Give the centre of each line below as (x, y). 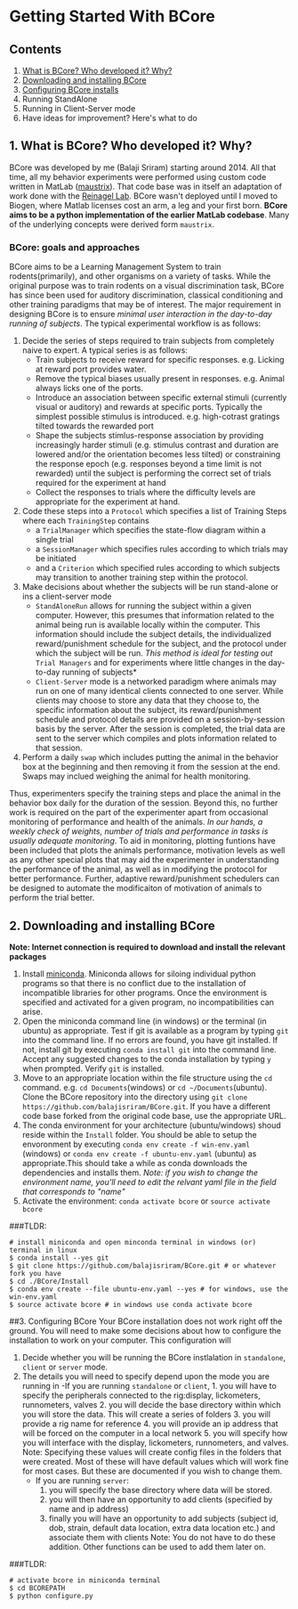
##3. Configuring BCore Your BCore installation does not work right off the (146, 1321)
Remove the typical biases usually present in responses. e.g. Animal (160, 379)
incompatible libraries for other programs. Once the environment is (145, 992)
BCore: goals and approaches (75, 247)
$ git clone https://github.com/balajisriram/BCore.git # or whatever (143, 1266)
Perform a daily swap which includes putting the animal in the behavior (150, 757)
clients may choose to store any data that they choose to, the (147, 700)
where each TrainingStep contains (85, 521)
